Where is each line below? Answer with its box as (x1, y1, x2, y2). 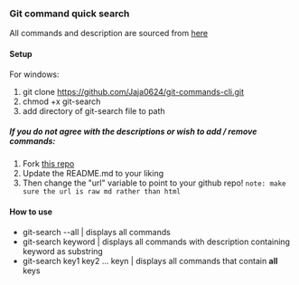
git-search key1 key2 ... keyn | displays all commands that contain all (22, 255, 278, 266)
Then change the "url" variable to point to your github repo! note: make (22, 177, 286, 188)
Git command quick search (9, 7, 130, 20)
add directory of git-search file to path (22, 105, 165, 116)
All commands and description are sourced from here (9, 28, 209, 39)
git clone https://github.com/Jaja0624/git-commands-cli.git (22, 86, 245, 97)
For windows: (9, 69, 61, 80)
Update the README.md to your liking (22, 168, 164, 179)
